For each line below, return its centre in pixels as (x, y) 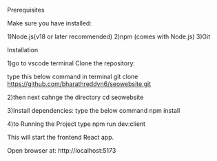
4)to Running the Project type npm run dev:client (76, 124)
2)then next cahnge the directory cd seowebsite (75, 97)
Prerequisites (26, 10)
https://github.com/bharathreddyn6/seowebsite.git (79, 84)
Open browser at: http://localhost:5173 (62, 150)
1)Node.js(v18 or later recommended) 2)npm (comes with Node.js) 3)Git (109, 36)
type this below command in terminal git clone (73, 76)
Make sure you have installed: (49, 23)
